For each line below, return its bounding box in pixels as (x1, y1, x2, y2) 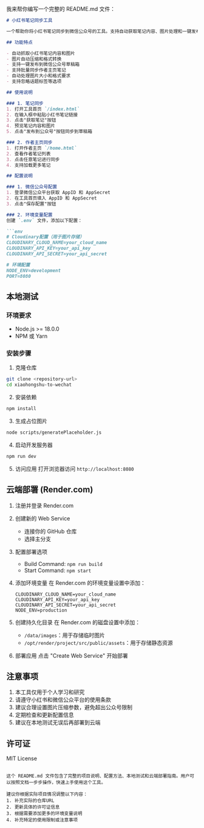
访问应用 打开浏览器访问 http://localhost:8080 (15, 465, 135, 472)
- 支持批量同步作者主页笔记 (6, 67, 67, 73)
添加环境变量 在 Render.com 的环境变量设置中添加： (15, 579, 146, 587)
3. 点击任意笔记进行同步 (6, 157, 60, 163)
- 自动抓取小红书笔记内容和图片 (6, 50, 75, 56)
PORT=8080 (6, 273, 32, 279)
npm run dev (6, 453, 36, 459)
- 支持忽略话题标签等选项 (6, 78, 62, 84)
